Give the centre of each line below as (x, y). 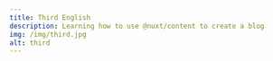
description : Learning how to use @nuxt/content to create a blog (137, 26)
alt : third (30, 43)
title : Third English (50, 17)
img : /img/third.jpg (48, 34)
